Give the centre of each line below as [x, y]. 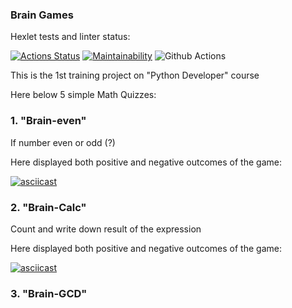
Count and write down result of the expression [106, 229]
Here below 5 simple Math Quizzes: [83, 95]
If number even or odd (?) [63, 142]
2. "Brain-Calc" [48, 207]
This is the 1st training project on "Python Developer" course [135, 75]
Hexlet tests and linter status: [70, 37]
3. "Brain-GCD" [49, 293]
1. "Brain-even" [48, 121]
